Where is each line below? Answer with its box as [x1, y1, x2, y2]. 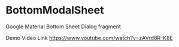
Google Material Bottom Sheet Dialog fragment [5, 23, 121, 30]
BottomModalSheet [5, 4, 104, 17]
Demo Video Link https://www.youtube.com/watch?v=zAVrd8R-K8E [5, 34, 173, 41]
